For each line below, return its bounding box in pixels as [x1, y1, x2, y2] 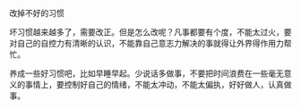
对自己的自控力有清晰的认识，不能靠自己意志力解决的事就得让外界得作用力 [9, 38, 284, 48]
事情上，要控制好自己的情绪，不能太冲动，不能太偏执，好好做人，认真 [24, 80, 284, 89]
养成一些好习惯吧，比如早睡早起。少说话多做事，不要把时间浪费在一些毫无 [9, 68, 284, 79]
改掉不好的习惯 [9, 8, 64, 18]
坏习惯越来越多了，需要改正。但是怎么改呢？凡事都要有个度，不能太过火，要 [9, 27, 292, 38]
